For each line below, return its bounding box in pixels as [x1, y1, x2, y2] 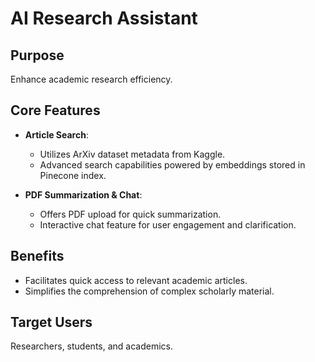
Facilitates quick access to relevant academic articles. [24, 274, 248, 286]
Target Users [10, 314, 93, 331]
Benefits [10, 248, 65, 265]
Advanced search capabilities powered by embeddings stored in [39, 158, 306, 171]
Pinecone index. [39, 169, 107, 181]
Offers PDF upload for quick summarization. [39, 208, 222, 220]
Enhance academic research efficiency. [10, 73, 173, 85]
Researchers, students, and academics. [10, 340, 173, 352]
